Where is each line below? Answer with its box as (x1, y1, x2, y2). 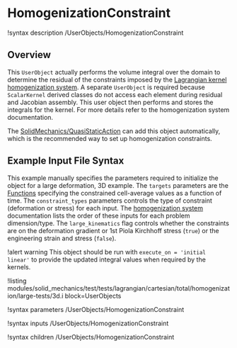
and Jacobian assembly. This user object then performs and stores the (7, 98, 214, 106)
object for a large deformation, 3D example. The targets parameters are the (7, 181, 229, 189)
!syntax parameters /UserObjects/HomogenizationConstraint (7, 305, 185, 313)
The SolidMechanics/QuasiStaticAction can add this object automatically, (7, 126, 221, 135)
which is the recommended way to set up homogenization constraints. (7, 134, 212, 142)
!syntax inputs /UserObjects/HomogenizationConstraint (7, 319, 169, 327)
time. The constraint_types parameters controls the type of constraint (7, 196, 212, 205)
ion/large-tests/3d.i (7, 291, 64, 300)
